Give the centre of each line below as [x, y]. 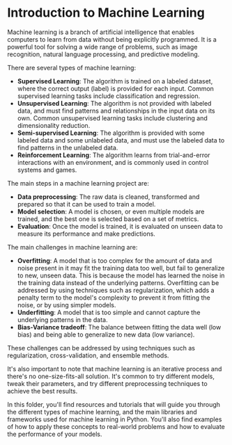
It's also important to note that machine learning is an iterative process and [115, 369]
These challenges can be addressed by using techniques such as [101, 348]
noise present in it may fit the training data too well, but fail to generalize [121, 268]
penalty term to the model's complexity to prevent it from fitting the [114, 298]
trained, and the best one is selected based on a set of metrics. [108, 219]
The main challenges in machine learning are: [72, 247]
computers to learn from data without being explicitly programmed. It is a [112, 39]
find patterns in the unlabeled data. [68, 147]
